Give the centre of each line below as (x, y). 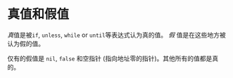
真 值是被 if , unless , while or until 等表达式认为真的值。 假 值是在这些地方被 (117, 35)
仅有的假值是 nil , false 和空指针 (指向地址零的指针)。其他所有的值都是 (110, 58)
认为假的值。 (26, 43)
